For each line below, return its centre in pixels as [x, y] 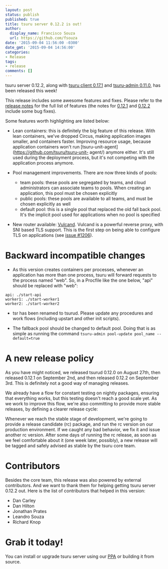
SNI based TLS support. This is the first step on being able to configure [86, 230]
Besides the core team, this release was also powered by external [73, 480]
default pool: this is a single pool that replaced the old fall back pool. [91, 209]
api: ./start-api [23, 295]
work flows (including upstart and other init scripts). [66, 318]
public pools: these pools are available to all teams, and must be [86, 198]
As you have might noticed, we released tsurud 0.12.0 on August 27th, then [83, 372]
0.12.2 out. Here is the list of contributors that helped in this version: [75, 491]
